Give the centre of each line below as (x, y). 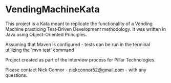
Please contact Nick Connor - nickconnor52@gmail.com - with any (76, 70)
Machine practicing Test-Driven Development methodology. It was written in (86, 29)
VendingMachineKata (52, 9)
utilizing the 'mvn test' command (40, 50)
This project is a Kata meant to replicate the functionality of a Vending (79, 24)
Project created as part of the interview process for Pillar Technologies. (81, 59)
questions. (16, 75)
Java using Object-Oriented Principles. (46, 34)
